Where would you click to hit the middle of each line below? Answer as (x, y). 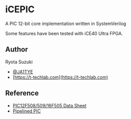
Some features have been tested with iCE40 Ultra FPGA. (64, 33)
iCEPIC (20, 9)
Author (17, 50)
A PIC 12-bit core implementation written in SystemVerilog (66, 23)
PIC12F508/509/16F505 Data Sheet (50, 105)
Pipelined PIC (27, 111)
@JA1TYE (23, 72)
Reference (22, 93)
